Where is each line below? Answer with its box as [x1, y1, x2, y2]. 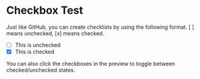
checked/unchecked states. [6, 66, 75, 74]
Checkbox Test [6, 4, 83, 17]
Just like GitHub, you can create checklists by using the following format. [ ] [6, 23, 195, 31]
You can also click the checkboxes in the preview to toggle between [6, 60, 175, 68]
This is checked [14, 48, 55, 55]
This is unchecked [14, 41, 61, 48]
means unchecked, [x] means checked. [6, 29, 104, 37]
